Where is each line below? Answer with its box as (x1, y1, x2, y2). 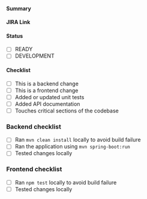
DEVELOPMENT (14, 52, 55, 60)
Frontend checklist (6, 165, 62, 174)
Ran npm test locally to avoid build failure (14, 179, 117, 186)
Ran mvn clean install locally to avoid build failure (14, 136, 141, 144)
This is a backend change (14, 80, 79, 87)
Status (6, 32, 23, 39)
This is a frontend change (14, 87, 79, 94)
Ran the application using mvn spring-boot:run (14, 143, 130, 150)
